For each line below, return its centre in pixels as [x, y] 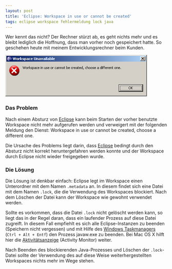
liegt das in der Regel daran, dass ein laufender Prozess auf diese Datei [81, 218]
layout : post [19, 11]
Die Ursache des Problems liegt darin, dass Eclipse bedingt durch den [79, 145]
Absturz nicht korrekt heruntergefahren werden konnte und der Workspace [85, 151]
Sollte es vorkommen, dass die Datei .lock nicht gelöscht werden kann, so [84, 213]
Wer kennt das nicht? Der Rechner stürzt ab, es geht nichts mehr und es [82, 37]
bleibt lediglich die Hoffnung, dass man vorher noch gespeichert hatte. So [83, 42]
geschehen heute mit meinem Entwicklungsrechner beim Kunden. [75, 48]
